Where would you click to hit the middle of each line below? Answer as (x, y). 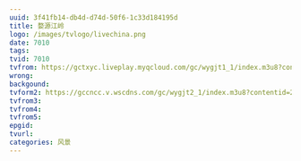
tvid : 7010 (30, 59)
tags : (19, 51)
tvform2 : (26, 92)
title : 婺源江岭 (37, 26)
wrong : (21, 76)
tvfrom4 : (26, 109)
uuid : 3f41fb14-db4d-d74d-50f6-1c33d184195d (94, 17)
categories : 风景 (40, 142)
